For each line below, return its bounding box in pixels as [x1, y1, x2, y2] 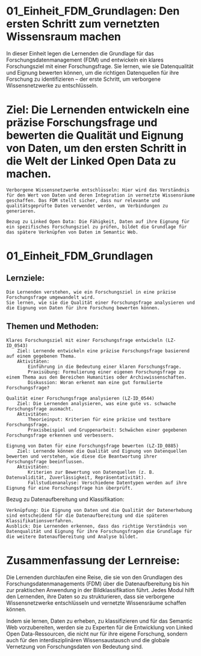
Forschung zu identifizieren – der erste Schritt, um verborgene [6, 75, 161, 83]
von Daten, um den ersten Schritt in [6, 142, 187, 155]
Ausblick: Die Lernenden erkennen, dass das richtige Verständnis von [6, 523, 187, 529]
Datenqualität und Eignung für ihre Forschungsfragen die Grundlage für [6, 528, 193, 534]
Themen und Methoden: [6, 321, 99, 332]
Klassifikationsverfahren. [6, 517, 74, 524]
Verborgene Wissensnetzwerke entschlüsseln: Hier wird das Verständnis [6, 187, 190, 193]
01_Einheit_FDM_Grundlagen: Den [6, 4, 180, 18]
